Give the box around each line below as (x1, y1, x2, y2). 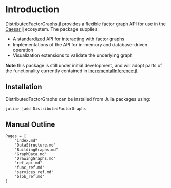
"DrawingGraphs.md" (14, 156, 56, 161)
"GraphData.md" (14, 152, 47, 157)
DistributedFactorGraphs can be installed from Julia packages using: (5, 96, 150, 102)
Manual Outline (5, 120, 55, 129)
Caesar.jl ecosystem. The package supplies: (5, 26, 99, 32)
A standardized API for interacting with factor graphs (12, 36, 125, 42)
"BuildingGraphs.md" (14, 147, 59, 152)
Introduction (5, 4, 60, 15)
